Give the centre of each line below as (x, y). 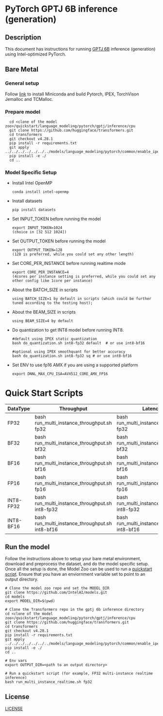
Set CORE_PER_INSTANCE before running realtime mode (69, 264)
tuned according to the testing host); (52, 303)
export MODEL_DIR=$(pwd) (30, 601)
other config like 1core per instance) (52, 281)
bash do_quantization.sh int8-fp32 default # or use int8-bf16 (78, 343)
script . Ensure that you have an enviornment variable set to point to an (75, 574)
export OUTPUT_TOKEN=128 (37, 250)
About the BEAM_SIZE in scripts (44, 312)
